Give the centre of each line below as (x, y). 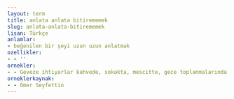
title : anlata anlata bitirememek (58, 20)
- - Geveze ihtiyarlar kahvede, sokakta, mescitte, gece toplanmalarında (117, 72)
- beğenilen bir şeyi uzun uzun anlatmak (69, 46)
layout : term (26, 14)
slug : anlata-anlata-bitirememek (56, 26)
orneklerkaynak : (31, 78)
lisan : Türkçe (28, 33)
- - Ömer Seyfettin (36, 85)
